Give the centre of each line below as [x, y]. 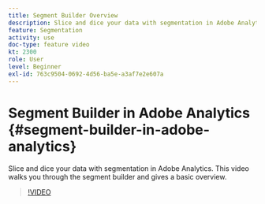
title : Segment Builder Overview [63, 15]
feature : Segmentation [45, 30]
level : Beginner [35, 67]
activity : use [32, 37]
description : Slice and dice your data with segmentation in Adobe [121, 23]
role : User [26, 60]
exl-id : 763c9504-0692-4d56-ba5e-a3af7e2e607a [86, 74]
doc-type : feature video [49, 45]
